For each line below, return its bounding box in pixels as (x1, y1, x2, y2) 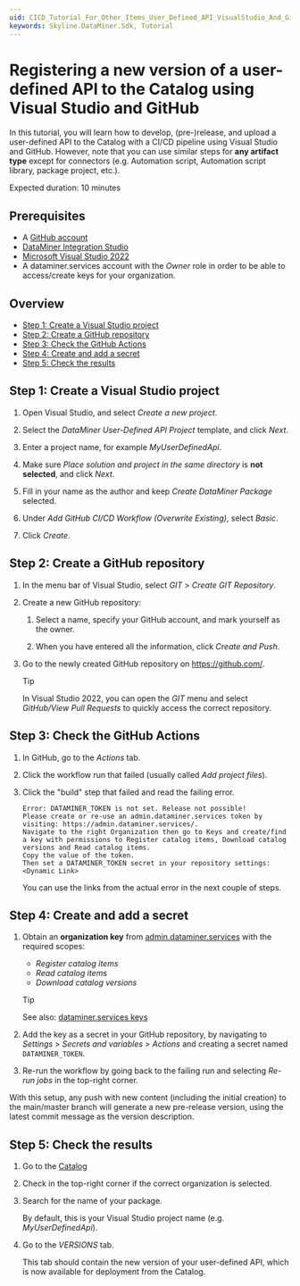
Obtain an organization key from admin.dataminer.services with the (21, 931, 272, 942)
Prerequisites (9, 208, 86, 223)
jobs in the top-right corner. (37, 1075, 138, 1086)
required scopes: (21, 941, 85, 952)
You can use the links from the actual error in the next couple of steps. (21, 881, 282, 893)
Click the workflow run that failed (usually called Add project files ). (21, 769, 268, 780)
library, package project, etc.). (9, 165, 121, 176)
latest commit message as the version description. (9, 1111, 195, 1122)
